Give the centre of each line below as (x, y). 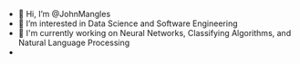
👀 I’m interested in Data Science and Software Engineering (128, 23)
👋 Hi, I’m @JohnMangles (64, 14)
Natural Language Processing (74, 42)
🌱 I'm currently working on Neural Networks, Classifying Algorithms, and (155, 33)
